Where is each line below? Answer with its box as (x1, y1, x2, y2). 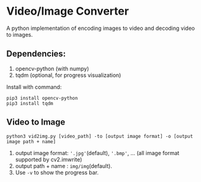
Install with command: (6, 83, 62, 90)
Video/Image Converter (6, 4, 129, 18)
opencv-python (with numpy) (15, 65, 89, 72)
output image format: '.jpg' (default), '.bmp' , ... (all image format (15, 149, 180, 156)
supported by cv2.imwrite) (15, 156, 83, 163)
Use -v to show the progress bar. (15, 169, 99, 176)
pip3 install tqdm (6, 100, 53, 106)
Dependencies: (6, 49, 66, 59)
